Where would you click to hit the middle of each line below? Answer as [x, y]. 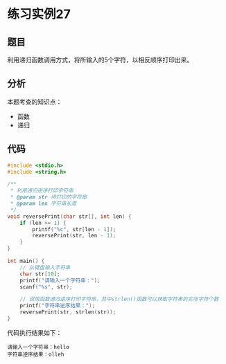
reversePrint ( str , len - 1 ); [74, 236]
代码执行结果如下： [35, 332]
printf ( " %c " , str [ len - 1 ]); [74, 229]
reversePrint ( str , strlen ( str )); [68, 312]
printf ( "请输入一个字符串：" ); [60, 280]
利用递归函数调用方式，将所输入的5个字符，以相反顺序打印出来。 [100, 60]
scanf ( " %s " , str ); [46, 287]
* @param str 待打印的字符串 [49, 197]
